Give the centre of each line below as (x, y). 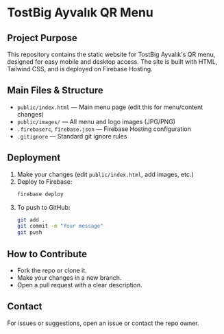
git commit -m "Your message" (60, 226)
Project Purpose (42, 38)
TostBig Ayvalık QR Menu (80, 13)
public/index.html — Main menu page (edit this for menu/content (110, 107)
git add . (31, 220)
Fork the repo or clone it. (52, 270)
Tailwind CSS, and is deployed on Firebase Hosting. (80, 69)
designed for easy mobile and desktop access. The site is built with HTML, (112, 62)
